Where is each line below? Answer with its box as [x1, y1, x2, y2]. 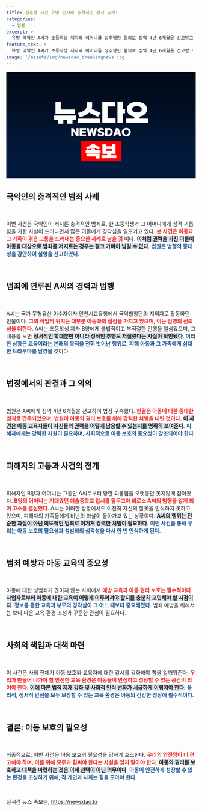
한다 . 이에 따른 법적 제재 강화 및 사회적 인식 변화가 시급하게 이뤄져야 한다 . [17, 684, 186, 691]
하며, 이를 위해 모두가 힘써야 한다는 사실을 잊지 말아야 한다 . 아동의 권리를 [22, 758, 189, 766]
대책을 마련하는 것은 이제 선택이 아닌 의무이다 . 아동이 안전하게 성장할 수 [22, 766, 187, 773]
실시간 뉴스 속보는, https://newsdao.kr [6, 798, 98, 805]
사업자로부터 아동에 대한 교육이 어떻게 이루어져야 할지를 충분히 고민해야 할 [6, 594, 177, 601]
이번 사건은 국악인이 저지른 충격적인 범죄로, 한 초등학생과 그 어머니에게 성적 [6, 220, 183, 228]
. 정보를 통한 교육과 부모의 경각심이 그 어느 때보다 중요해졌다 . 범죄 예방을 [11, 602, 179, 609]
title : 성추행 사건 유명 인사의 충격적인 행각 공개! [6, 10, 118, 16]
